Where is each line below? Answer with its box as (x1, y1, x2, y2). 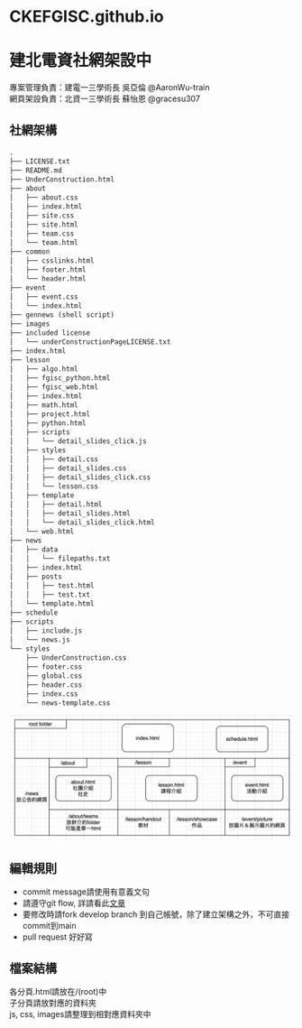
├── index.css (25, 689, 78, 699)
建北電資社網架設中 (9, 51, 152, 71)
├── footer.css (25, 662, 83, 671)
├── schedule (9, 607, 59, 617)
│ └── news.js (9, 634, 70, 644)
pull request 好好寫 (22, 931, 93, 942)
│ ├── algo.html (9, 364, 78, 374)
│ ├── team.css (9, 228, 75, 238)
